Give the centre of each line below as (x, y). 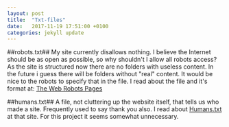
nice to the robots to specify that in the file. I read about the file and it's (107, 81)
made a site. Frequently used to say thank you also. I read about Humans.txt (114, 109)
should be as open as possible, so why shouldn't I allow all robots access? (112, 60)
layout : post (26, 13)
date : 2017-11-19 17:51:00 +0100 (58, 26)
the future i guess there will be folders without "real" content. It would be (110, 74)
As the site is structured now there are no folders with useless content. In (110, 67)
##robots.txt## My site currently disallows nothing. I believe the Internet (109, 52)
